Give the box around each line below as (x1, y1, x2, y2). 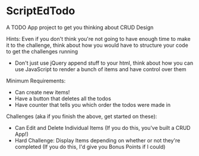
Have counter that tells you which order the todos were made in (14, 101, 171, 108)
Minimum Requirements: (6, 77, 66, 84)
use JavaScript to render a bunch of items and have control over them (14, 65, 187, 72)
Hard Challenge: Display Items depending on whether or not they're (14, 136, 181, 144)
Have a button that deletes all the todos (14, 95, 112, 102)
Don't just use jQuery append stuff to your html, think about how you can (14, 59, 194, 66)
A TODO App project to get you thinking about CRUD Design (6, 24, 154, 31)
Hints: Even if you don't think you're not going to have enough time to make (6, 35, 191, 42)
